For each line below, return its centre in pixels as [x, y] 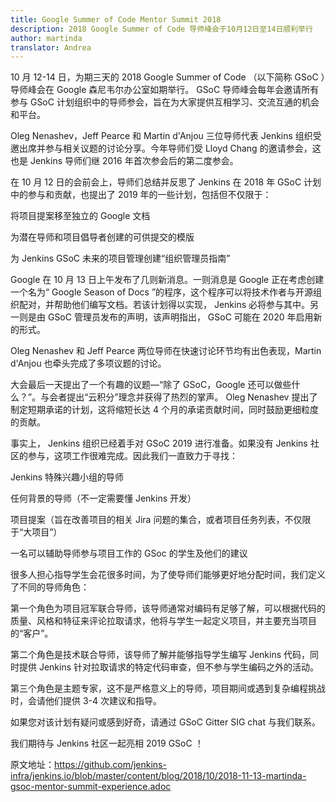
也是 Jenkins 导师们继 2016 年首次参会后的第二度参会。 [124, 161]
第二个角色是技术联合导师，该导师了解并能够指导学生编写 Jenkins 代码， [160, 655]
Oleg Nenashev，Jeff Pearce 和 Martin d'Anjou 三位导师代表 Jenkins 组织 [161, 136]
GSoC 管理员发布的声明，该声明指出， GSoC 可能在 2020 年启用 [180, 317]
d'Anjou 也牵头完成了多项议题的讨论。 [88, 363]
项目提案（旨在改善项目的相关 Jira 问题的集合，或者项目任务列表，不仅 [156, 520]
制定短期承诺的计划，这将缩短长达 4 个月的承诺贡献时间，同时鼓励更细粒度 [164, 410]
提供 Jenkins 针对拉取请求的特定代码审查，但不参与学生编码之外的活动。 [169, 667]
